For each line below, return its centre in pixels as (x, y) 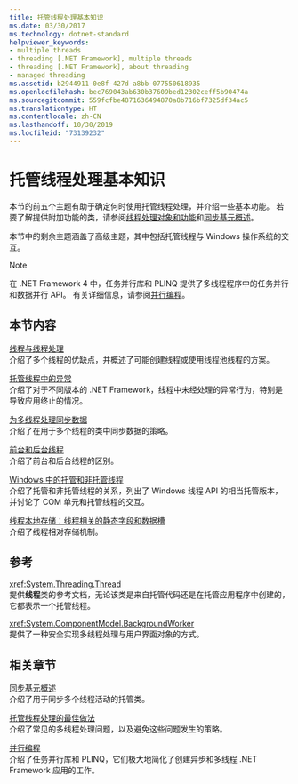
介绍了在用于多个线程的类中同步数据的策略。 (91, 430)
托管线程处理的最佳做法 (52, 718)
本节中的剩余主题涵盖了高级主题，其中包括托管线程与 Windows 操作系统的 (145, 236)
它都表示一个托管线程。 (52, 606)
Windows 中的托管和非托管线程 (66, 479)
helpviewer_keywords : (49, 42)
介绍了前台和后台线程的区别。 (64, 460)
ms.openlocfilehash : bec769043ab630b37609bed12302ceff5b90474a (129, 92)
